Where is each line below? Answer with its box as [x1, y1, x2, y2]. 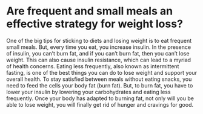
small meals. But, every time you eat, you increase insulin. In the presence [6, 43, 191, 51]
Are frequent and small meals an [6, 4, 173, 18]
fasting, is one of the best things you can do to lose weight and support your [6, 69, 197, 76]
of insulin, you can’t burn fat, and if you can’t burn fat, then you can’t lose [6, 49, 190, 57]
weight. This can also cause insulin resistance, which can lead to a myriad [6, 56, 191, 63]
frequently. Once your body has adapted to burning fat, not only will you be [6, 95, 194, 102]
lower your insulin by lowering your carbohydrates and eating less [6, 88, 171, 95]
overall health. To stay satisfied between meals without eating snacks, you [6, 75, 192, 83]
